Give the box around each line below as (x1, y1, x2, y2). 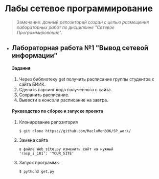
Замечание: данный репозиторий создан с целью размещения (16, 19, 149, 25)
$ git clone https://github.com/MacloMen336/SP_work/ (19, 128, 131, 133)
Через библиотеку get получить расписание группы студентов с (19, 76, 155, 82)
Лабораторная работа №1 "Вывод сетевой (11, 44, 149, 52)
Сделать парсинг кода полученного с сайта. (19, 86, 112, 92)
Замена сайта (19, 137, 48, 143)
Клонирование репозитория (19, 119, 78, 125)
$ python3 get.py (19, 169, 55, 174)
